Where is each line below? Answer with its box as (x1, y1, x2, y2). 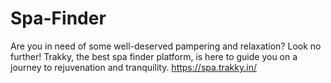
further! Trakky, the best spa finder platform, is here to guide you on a (10, 50, 298, 62)
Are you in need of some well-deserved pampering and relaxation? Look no (10, 40, 322, 52)
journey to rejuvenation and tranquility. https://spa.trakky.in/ (10, 61, 257, 73)
